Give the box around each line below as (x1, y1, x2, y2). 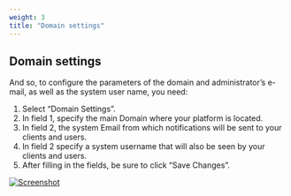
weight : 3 (9, 12, 46, 22)
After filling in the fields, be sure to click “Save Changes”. (21, 160, 230, 170)
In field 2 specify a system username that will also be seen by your (21, 141, 265, 152)
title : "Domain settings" (9, 21, 104, 30)
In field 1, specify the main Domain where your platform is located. (21, 113, 264, 124)
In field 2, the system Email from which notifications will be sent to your (21, 123, 282, 133)
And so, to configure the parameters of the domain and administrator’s (9, 77, 266, 88)
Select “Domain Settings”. (21, 103, 117, 115)
